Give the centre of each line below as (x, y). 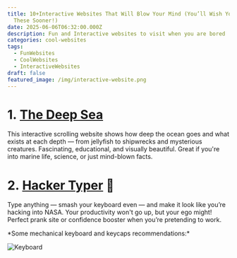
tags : (15, 47)
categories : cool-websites (47, 40)
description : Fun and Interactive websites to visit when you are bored (116, 34)
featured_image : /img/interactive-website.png (77, 80)
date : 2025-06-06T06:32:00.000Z (55, 27)
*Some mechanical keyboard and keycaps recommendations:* (99, 233)
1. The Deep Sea (55, 115)
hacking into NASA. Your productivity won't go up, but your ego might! (110, 212)
